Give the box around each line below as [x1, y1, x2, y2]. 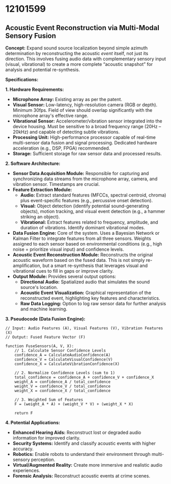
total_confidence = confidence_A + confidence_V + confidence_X [14, 375, 154, 380]
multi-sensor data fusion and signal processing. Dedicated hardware [12, 140, 157, 146]
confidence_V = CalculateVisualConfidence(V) [14, 357, 113, 362]
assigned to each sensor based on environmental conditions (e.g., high [12, 241, 162, 247]
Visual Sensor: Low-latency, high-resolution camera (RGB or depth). [12, 102, 158, 108]
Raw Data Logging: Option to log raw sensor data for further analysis [20, 301, 166, 306]
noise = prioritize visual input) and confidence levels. [12, 246, 124, 252]
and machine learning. [20, 306, 67, 312]
